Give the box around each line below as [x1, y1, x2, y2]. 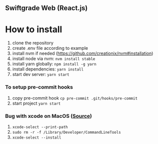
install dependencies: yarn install [12, 66, 84, 72]
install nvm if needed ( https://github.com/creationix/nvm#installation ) [12, 50, 154, 56]
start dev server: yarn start [12, 72, 70, 77]
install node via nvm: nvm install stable [12, 56, 95, 62]
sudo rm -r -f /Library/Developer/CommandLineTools [12, 130, 121, 135]
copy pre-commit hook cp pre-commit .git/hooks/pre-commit [12, 95, 138, 101]
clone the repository [12, 40, 54, 46]
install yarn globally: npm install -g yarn [12, 61, 97, 67]
